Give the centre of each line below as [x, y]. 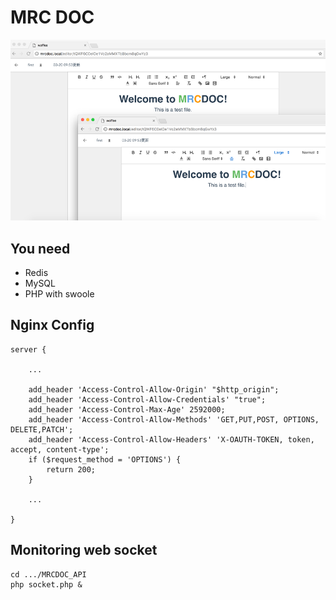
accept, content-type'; [60, 449]
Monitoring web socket [84, 550]
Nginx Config [52, 325]
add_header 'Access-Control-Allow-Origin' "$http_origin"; [154, 389]
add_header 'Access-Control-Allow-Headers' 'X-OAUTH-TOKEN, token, [171, 439]
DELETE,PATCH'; [42, 429]
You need [40, 248]
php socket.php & [46, 584]
